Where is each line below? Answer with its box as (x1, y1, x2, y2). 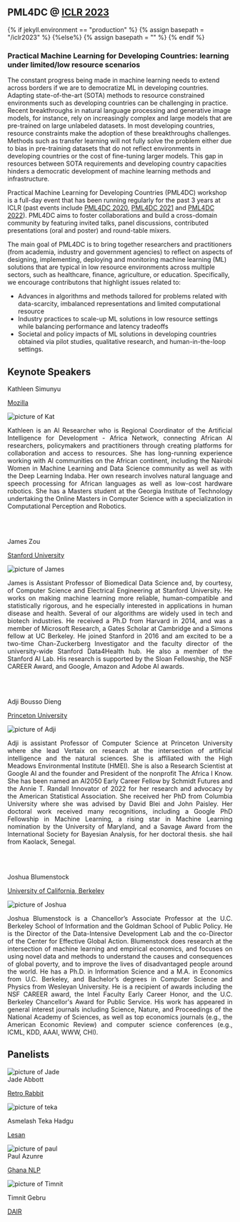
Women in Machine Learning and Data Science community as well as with (7, 464, 233, 473)
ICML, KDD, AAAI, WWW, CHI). (7, 1028, 99, 1036)
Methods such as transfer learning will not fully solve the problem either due (7, 136, 232, 146)
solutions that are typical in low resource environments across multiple (7, 263, 216, 271)
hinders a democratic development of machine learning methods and (7, 167, 211, 176)
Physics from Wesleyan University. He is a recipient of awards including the (7, 982, 233, 991)
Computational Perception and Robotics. (7, 502, 126, 510)
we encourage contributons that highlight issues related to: (7, 278, 181, 287)
